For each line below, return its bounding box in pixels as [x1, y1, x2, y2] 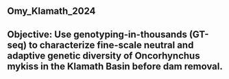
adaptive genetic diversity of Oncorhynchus [7, 50, 200, 61]
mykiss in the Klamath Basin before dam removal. [7, 61, 223, 72]
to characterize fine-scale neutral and [28, 39, 194, 50]
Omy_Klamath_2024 [7, 5, 96, 17]
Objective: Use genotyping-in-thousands [7, 29, 187, 40]
